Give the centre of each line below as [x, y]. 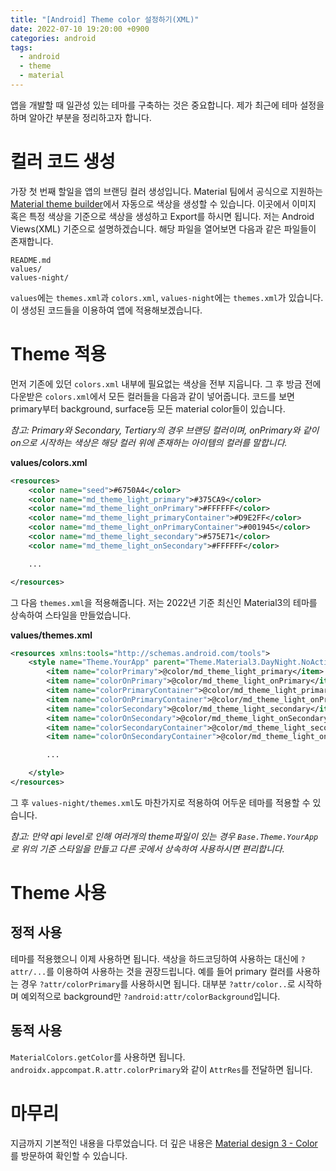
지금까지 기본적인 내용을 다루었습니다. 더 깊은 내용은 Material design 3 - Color [164, 1143]
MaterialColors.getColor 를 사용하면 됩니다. [98, 1057]
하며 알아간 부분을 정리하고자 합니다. [81, 117]
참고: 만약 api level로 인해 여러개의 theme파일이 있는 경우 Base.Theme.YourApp [164, 836]
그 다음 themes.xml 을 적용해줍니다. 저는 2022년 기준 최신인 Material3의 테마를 [164, 602]
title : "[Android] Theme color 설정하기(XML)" [105, 19]
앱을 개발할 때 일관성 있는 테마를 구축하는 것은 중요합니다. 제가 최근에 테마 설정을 [167, 105]
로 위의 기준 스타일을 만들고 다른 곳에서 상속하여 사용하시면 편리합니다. [147, 848]
